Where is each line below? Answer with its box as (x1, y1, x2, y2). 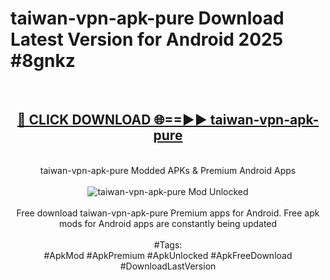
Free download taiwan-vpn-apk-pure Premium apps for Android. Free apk (16, 207, 320, 219)
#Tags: (153, 238, 183, 251)
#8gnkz (10, 50, 76, 72)
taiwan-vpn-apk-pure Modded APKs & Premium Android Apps (39, 164, 297, 176)
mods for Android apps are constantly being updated (58, 217, 278, 229)
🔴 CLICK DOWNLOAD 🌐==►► (16, 112, 208, 129)
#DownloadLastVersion (119, 260, 217, 272)
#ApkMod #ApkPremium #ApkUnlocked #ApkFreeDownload (43, 249, 293, 261)
